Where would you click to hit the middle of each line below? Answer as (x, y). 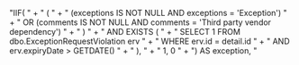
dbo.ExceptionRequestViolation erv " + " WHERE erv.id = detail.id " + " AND (149, 41)
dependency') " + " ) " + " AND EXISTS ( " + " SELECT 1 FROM (125, 32)
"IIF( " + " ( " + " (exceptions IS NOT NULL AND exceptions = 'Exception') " (149, 13)
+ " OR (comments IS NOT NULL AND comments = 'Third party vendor (140, 22)
